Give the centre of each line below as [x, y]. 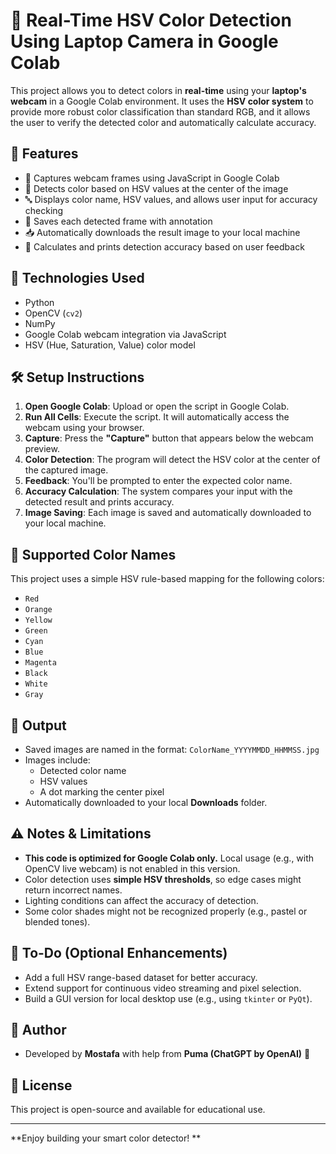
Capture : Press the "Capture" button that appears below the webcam [169, 438]
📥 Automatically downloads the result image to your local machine [162, 232]
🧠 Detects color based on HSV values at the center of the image [156, 188]
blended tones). [57, 921]
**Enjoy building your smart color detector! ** [106, 1138]
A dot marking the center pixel [102, 792]
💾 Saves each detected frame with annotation [118, 221]
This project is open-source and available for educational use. [138, 1110]
